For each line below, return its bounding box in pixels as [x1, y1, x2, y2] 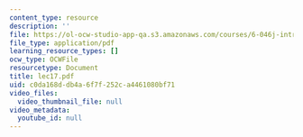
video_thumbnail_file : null [17, 96, 124, 106]
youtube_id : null [17, 114, 83, 123]
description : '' [9, 22, 70, 31]
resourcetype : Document [9, 64, 99, 73]
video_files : [9, 88, 59, 97]
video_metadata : [9, 105, 70, 114]
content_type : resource [9, 13, 99, 23]
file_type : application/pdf [9, 38, 115, 48]
